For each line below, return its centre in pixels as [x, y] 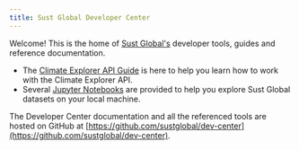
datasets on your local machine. [81, 99]
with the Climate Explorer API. [77, 79]
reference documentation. [57, 53]
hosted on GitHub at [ [49, 126]
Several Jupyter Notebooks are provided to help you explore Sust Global [156, 89]
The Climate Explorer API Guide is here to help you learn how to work [150, 70]
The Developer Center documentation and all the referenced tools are [138, 116]
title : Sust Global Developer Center [80, 18]
